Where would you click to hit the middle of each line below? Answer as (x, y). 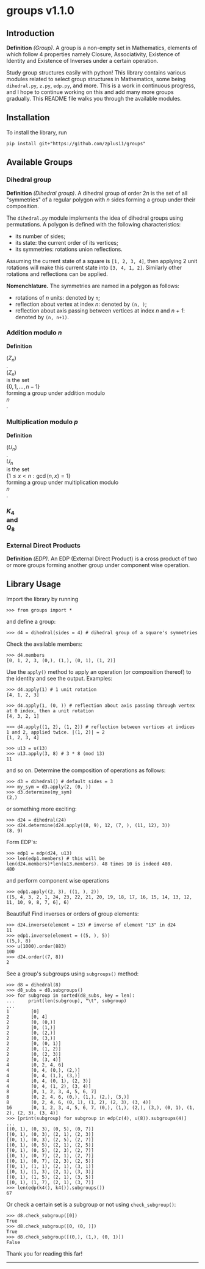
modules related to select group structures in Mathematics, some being (96, 79)
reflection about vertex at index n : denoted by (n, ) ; (81, 304)
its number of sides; (40, 236)
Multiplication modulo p (42, 422)
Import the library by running (42, 599)
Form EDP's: (22, 842)
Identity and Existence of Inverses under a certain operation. (82, 61)
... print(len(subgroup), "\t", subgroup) (67, 1001)
